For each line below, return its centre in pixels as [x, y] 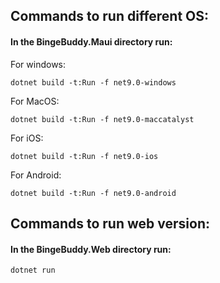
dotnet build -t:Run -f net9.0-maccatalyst [102, 119]
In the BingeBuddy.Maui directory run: [91, 41]
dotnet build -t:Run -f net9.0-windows [93, 82]
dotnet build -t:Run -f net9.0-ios [84, 156]
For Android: [36, 175]
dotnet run [33, 270]
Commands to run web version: [110, 223]
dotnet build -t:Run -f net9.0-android [93, 193]
